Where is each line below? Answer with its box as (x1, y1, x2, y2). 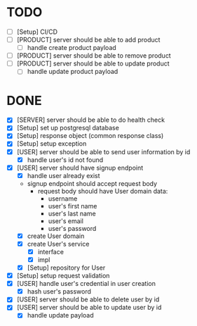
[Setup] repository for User (27, 263, 106, 272)
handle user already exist (27, 171, 100, 180)
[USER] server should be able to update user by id (16, 303, 162, 312)
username (48, 194, 78, 203)
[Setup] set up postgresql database (16, 124, 120, 132)
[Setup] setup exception (16, 139, 87, 148)
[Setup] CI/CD (16, 27, 57, 36)
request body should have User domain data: (37, 187, 168, 195)
